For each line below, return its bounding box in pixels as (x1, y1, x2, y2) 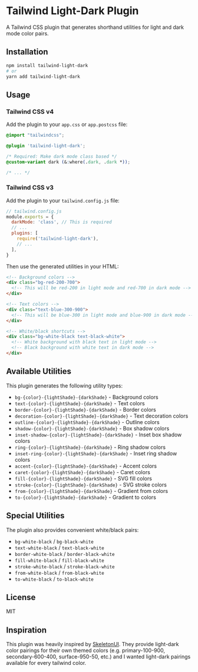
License (6, 592, 36, 602)
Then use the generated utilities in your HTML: (6, 263, 119, 270)
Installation (6, 47, 48, 57)
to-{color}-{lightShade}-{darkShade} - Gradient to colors (14, 494, 156, 501)
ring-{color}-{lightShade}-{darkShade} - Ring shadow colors (14, 443, 166, 451)
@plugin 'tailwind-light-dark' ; (6, 143, 85, 148)
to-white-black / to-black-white (14, 575, 94, 582)
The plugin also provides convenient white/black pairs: (6, 526, 139, 534)
